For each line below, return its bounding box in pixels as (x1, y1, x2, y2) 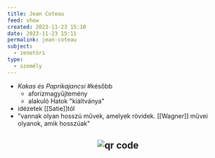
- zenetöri (13, 50, 46, 57)
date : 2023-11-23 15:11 (7, 29, 77, 37)
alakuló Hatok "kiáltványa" (27, 96, 105, 105)
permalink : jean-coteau (7, 37, 77, 44)
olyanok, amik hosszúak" (17, 119, 91, 127)
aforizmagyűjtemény (27, 89, 88, 98)
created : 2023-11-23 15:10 (7, 23, 86, 30)
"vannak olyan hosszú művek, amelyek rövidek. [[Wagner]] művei (17, 112, 209, 120)
